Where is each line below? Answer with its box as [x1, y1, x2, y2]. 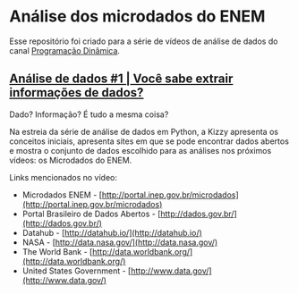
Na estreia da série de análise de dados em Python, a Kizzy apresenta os [9, 126, 279, 137]
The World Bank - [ [21, 246, 93, 256]
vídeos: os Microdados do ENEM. [9, 155, 132, 165]
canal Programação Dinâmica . [9, 45, 121, 55]
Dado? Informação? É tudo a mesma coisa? [9, 109, 169, 120]
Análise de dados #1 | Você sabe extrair [9, 71, 234, 87]
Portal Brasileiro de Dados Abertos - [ [21, 208, 161, 219]
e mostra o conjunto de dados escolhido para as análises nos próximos [9, 145, 272, 155]
